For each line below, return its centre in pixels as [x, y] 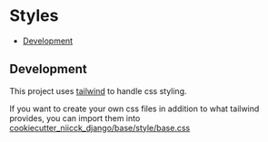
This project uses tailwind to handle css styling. [99, 90]
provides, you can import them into [75, 118]
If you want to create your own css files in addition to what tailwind [134, 109]
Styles [34, 16]
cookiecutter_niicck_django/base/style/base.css [100, 128]
